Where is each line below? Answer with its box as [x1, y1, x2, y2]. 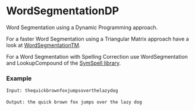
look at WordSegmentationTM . [6, 42, 81, 49]
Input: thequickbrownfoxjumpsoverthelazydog [6, 88, 118, 94]
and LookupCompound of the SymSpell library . [6, 59, 121, 66]
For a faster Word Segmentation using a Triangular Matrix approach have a [6, 35, 189, 42]
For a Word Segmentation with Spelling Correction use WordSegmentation [6, 53, 188, 60]
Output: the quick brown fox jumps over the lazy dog [6, 99, 143, 105]
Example [6, 74, 32, 83]
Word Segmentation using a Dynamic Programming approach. [6, 24, 158, 31]
